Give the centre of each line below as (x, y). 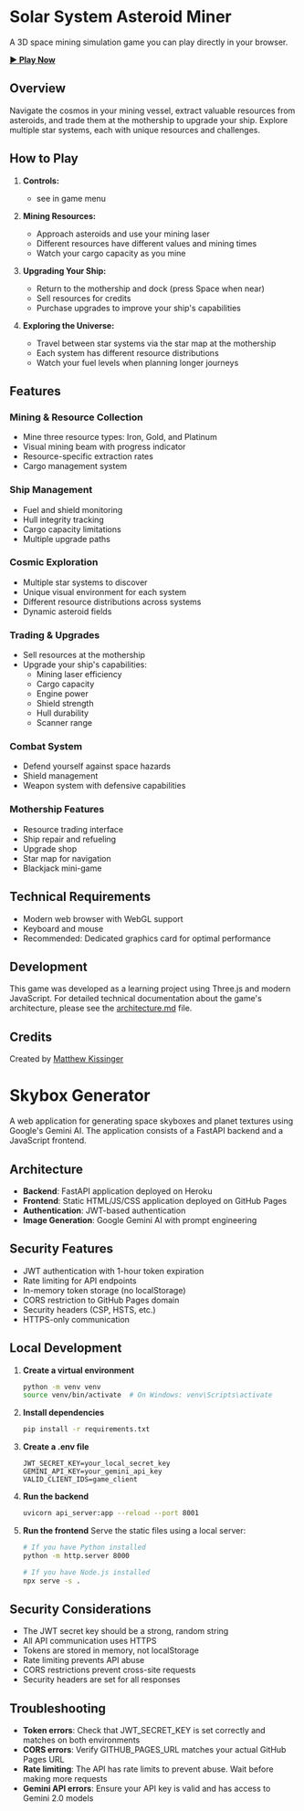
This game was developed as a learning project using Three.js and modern (150, 989)
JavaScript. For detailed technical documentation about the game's (136, 999)
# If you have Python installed (84, 1548)
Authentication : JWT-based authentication (104, 1210)
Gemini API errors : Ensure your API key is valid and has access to (147, 1789)
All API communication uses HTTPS (89, 1641)
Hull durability (63, 713)
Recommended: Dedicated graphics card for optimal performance (147, 938)
